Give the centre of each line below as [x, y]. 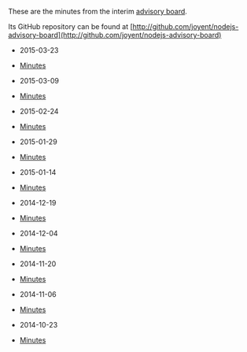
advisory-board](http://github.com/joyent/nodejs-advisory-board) [115, 35]
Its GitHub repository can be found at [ [71, 26]
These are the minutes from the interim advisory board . [98, 11]
